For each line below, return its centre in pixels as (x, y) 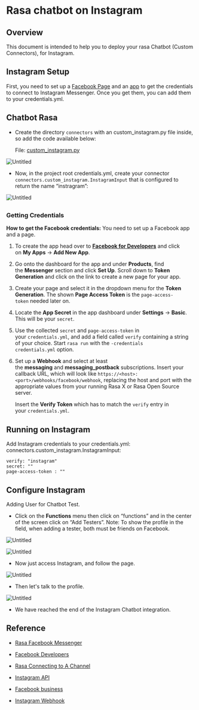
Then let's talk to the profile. (50, 586)
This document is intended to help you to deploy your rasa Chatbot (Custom (100, 47)
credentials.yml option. (44, 349)
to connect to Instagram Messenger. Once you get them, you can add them (99, 93)
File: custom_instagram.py (47, 150)
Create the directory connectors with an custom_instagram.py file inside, (104, 132)
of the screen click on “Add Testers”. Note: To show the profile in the (99, 522)
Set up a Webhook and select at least (61, 361)
